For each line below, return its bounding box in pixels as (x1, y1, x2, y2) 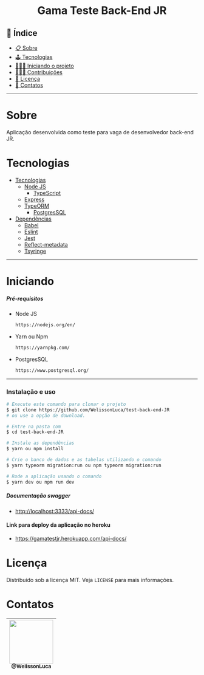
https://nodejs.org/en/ (15, 322, 76, 328)
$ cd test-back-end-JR (6, 429, 64, 435)
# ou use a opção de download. (6, 413, 86, 419)
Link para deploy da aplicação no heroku (6, 521, 110, 529)
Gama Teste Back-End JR (37, 4, 167, 18)
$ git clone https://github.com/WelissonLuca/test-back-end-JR (6, 406, 170, 413)
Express (24, 196, 45, 203)
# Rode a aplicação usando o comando (6, 473, 102, 479)
